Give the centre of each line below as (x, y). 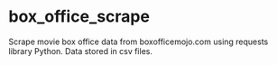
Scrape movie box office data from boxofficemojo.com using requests (138, 42)
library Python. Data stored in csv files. (80, 51)
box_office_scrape (79, 17)
